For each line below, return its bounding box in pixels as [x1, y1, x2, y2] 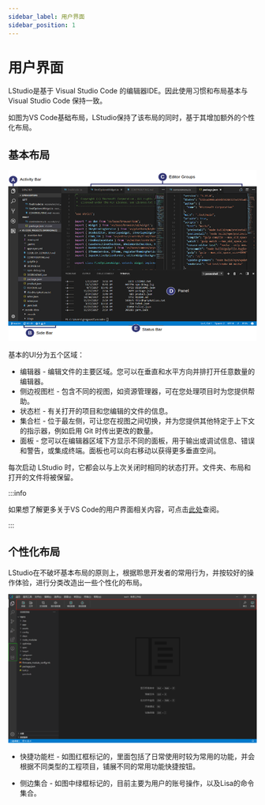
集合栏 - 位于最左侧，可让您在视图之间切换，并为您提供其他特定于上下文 [19, 416, 256, 426]
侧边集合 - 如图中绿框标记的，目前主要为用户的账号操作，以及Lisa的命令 [19, 778, 255, 788]
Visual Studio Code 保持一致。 [8, 96, 107, 106]
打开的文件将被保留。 [8, 473, 77, 482]
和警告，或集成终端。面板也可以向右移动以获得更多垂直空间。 [19, 446, 221, 455]
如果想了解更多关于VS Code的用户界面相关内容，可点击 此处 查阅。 [8, 505, 223, 514]
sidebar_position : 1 [8, 21, 77, 29]
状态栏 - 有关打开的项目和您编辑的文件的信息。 [19, 406, 173, 416]
